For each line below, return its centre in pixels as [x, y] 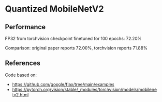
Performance [25, 27]
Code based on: [21, 75]
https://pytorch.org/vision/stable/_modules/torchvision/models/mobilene [84, 89]
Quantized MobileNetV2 [54, 9]
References [23, 63]
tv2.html [20, 94]
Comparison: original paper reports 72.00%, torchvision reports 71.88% [76, 48]
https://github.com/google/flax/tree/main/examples [63, 84]
